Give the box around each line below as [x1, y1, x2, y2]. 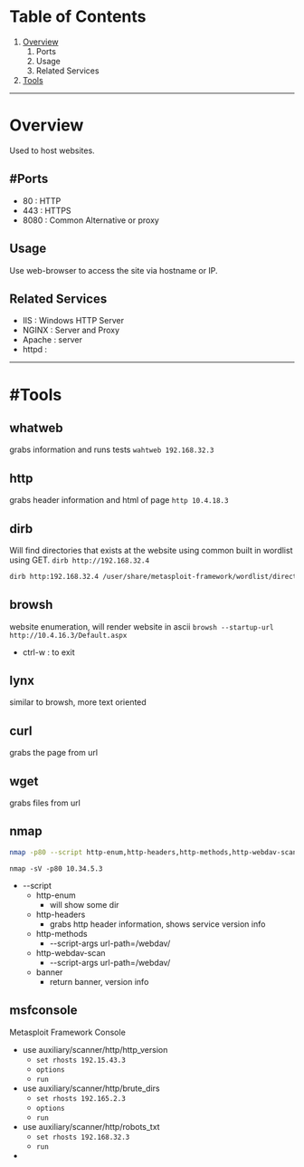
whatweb [9, 420, 63, 436]
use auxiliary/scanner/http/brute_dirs [22, 1083, 160, 1094]
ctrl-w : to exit [22, 646, 75, 658]
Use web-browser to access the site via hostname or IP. [9, 265, 219, 275]
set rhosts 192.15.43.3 [35, 1056, 127, 1065]
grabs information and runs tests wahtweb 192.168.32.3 [9, 444, 214, 455]
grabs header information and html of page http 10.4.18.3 [9, 495, 229, 506]
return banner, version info [49, 976, 149, 987]
